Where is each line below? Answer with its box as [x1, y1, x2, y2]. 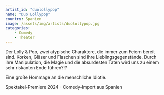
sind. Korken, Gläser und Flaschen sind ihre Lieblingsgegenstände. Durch [5, 54, 157, 60]
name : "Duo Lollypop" [5, 12, 51, 17]
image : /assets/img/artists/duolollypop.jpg [5, 21, 100, 26]
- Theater [14, 35, 35, 40]
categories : [5, 26, 30, 31]
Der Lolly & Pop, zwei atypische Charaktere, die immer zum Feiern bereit [5, 48, 155, 55]
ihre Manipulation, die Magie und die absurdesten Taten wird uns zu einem [5, 59, 159, 65]
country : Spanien [5, 16, 42, 21]
